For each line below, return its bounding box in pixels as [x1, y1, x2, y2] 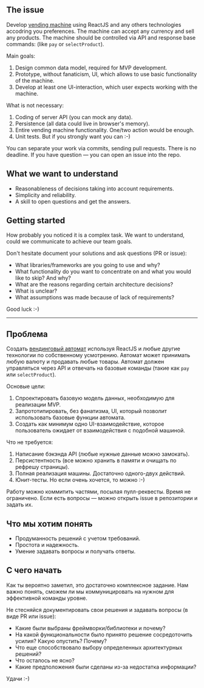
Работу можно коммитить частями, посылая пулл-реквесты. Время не [6, 488, 191, 495]
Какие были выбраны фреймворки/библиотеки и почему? [15, 624, 166, 631]
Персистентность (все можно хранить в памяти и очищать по [15, 457, 177, 464]
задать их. [6, 501, 33, 509]
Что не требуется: [6, 439, 53, 446]
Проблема [6, 328, 49, 339]
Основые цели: [6, 383, 46, 390]
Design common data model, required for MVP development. [15, 64, 168, 71]
